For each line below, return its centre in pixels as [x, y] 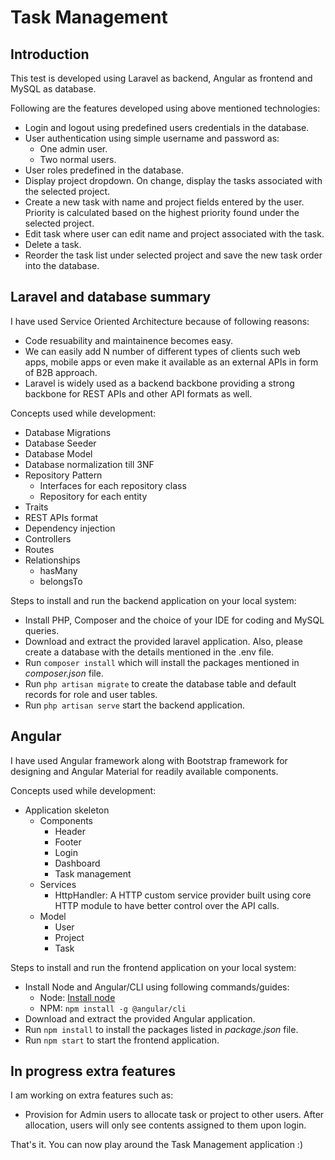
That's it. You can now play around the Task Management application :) [156, 1145]
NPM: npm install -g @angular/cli [113, 1008]
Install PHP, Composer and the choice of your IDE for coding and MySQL [174, 620]
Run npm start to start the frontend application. [122, 1040]
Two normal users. [78, 159]
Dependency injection [70, 528]
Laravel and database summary [111, 297]
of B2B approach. [61, 372]
